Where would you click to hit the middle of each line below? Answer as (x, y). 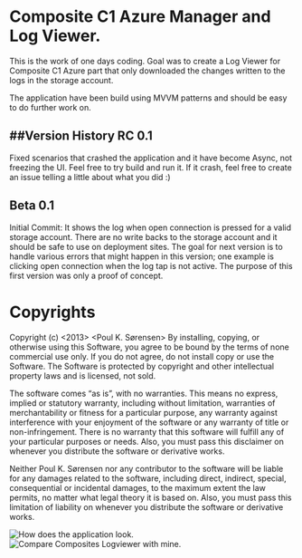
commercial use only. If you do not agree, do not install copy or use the (142, 356)
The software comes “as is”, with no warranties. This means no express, (144, 393)
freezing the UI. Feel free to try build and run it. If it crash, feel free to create (151, 167)
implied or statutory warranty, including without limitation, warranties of (142, 403)
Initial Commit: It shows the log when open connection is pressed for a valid (151, 227)
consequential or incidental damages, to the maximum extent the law (138, 487)
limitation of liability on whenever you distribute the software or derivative (146, 507)
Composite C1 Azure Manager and (140, 17)
